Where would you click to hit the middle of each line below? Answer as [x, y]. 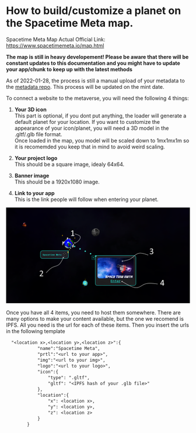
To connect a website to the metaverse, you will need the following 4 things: [98, 98]
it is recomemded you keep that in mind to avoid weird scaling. [90, 147]
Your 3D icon [30, 109]
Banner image [32, 175]
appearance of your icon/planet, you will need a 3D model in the [92, 128]
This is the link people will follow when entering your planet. [86, 199]
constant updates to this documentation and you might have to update [93, 63]
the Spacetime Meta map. [70, 23]
